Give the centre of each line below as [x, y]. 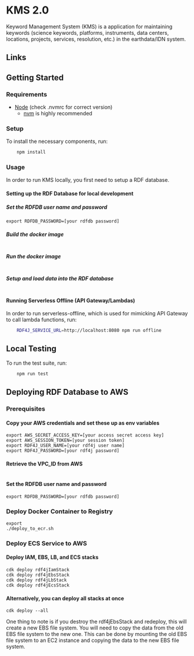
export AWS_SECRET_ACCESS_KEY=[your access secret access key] [85, 435]
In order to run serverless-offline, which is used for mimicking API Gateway [97, 314]
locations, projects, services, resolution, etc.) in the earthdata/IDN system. [96, 39]
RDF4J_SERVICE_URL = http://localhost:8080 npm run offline [89, 331]
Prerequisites [26, 409]
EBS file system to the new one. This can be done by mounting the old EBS [97, 634]
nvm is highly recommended [58, 114]
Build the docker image [35, 234]
